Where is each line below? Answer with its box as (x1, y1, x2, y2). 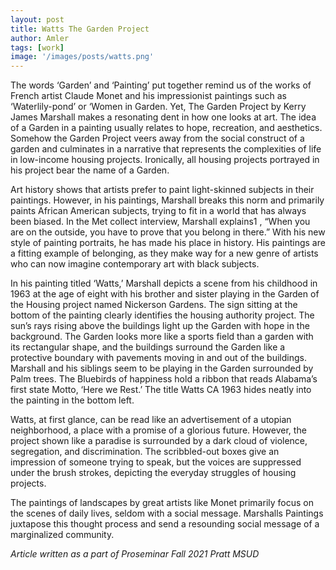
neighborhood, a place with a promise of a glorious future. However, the (10, 424, 307, 436)
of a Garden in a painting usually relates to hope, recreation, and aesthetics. (10, 122, 323, 134)
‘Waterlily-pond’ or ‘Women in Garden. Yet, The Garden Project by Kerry (10, 101, 307, 113)
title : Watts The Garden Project (10, 24, 150, 34)
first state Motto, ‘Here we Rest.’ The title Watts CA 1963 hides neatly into (10, 384, 312, 396)
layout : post (10, 14, 65, 25)
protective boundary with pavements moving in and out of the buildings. (10, 352, 307, 364)
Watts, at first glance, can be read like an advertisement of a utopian (10, 414, 292, 426)
